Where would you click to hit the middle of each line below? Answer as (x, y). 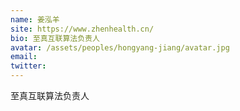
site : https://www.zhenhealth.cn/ (82, 29)
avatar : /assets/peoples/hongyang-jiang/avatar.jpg (120, 47)
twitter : (28, 66)
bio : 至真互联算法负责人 (55, 38)
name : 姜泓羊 (35, 19)
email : (24, 57)
